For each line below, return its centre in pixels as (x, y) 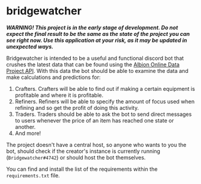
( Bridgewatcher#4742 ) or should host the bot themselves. (76, 157)
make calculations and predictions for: (53, 77)
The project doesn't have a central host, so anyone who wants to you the (96, 145)
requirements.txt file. (33, 175)
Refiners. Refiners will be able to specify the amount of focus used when (105, 101)
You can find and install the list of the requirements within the (82, 169)
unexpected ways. (30, 47)
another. (25, 127)
